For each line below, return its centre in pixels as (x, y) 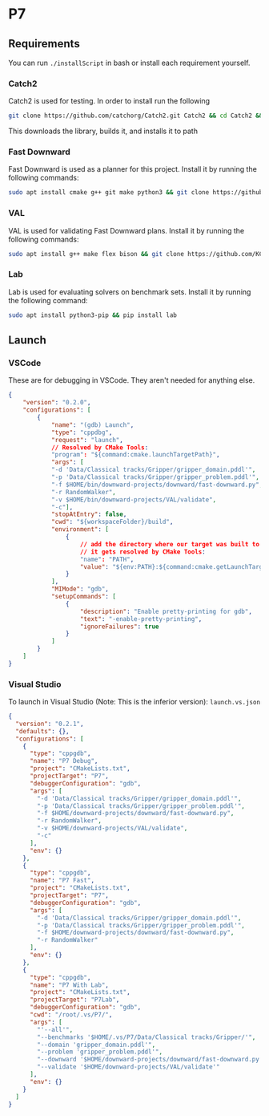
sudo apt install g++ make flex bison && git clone (96, 254)
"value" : (94, 566)
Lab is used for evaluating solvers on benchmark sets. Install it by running (130, 292)
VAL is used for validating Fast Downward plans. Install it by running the (126, 230)
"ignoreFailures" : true (119, 627)
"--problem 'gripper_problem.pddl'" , (100, 1052)
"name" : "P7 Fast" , (62, 881)
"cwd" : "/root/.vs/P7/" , (71, 1015)
